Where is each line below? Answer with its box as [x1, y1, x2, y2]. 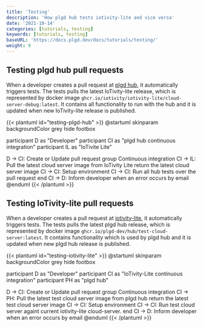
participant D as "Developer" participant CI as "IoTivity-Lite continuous [6, 270, 183, 277]
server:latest [6, 234, 42, 241]
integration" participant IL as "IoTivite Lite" [6, 143, 112, 150]
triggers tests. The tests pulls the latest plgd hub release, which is [6, 220, 171, 228]
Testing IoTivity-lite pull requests [6, 198, 134, 209]
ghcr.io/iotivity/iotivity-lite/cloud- [81, 95, 182, 101]
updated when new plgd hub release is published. [6, 240, 131, 247]
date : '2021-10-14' [6, 20, 56, 26]
